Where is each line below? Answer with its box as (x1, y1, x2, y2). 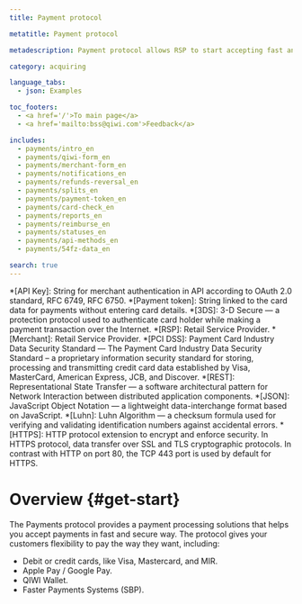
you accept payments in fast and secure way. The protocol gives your (9, 528, 268, 539)
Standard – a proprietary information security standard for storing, (9, 352, 254, 363)
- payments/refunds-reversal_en (17, 177, 139, 187)
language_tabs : (9, 78, 67, 87)
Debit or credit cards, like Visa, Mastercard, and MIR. (22, 555, 218, 566)
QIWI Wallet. (22, 574, 69, 585)
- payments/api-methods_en (17, 236, 119, 246)
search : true (9, 261, 58, 270)
